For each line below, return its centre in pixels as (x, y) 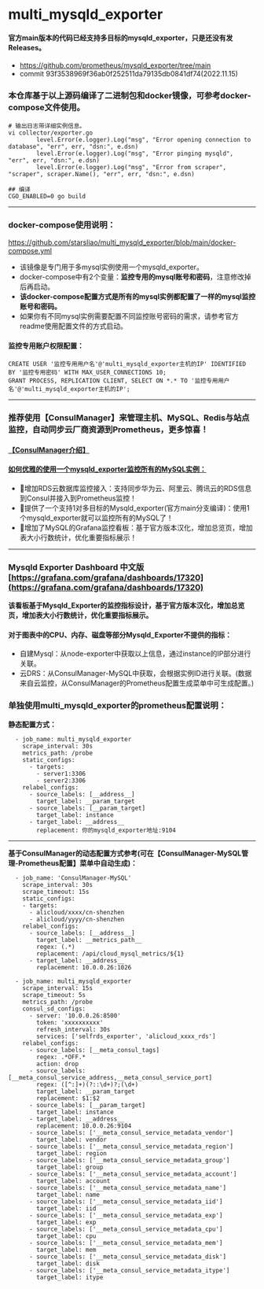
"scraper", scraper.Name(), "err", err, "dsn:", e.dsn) (101, 174)
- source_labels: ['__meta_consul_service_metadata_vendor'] (131, 1132)
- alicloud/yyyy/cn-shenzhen (77, 919)
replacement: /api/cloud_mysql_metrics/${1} (110, 954)
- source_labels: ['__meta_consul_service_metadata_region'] (131, 1147)
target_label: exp (66, 1222)
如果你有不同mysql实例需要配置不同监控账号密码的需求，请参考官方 (129, 316)
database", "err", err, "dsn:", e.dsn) (73, 146)
